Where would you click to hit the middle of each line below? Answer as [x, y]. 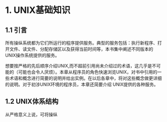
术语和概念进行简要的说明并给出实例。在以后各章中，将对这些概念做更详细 [85, 78]
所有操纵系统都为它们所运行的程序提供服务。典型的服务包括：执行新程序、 [81, 43]
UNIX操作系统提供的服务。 [32, 55]
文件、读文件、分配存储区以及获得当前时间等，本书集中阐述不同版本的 [81, 49]
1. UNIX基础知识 [38, 10]
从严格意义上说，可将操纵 [31, 114]
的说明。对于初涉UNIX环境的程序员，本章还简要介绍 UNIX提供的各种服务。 [82, 84]
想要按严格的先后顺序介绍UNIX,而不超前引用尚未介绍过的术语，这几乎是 [79, 66]
